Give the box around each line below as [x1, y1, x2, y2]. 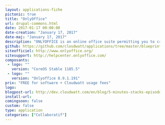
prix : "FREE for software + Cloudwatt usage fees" [5, 80, 111, 85]
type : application [5, 108, 43, 113]
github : [5, 44, 21, 49]
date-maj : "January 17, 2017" [5, 35, 67, 40]
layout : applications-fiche [5, 7, 63, 12]
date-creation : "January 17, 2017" [5, 30, 78, 35]
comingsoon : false [5, 99, 43, 104]
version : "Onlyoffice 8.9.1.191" [11, 76, 80, 81]
